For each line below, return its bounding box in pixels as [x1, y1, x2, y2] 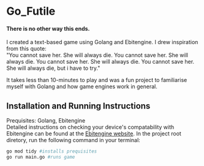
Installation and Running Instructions [6, 100, 151, 111]
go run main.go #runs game [6, 154, 75, 160]
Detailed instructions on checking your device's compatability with [6, 124, 175, 131]
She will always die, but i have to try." [6, 64, 100, 72]
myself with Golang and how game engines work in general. [6, 83, 158, 90]
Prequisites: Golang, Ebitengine [6, 117, 86, 124]
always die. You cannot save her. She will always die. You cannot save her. [6, 58, 195, 66]
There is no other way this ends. [6, 25, 90, 32]
